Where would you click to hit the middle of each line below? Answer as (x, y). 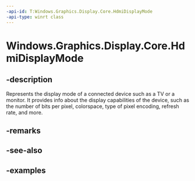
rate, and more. (25, 112)
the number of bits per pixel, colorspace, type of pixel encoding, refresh (93, 106)
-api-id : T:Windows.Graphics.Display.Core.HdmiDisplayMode (79, 11)
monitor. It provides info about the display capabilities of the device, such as (98, 100)
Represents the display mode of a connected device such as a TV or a (90, 93)
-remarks (23, 130)
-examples (26, 170)
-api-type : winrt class (35, 17)
